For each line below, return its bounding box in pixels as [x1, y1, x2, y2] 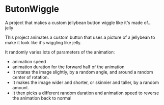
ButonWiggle [5, 3, 59, 15]
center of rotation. [12, 74, 49, 80]
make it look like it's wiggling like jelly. [5, 39, 82, 45]
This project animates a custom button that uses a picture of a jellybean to [5, 34, 156, 40]
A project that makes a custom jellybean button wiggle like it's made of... [5, 20, 152, 26]
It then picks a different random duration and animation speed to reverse [12, 90, 159, 96]
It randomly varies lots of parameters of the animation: [5, 49, 115, 55]
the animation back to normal [12, 95, 72, 101]
